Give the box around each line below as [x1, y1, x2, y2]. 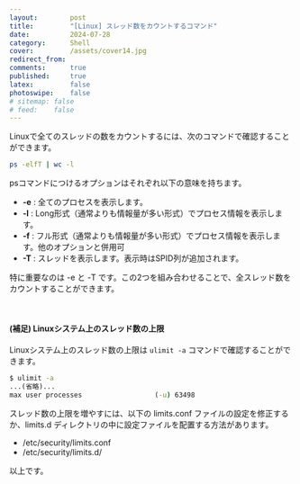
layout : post [9, 13, 87, 22]
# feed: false [9, 105, 75, 114]
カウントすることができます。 [9, 283, 120, 294]
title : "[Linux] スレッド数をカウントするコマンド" [9, 22, 218, 31]
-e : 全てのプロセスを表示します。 [22, 197, 149, 208]
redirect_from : [9, 55, 67, 64]
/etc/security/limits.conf [22, 437, 112, 448]
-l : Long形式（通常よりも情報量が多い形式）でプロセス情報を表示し [22, 208, 275, 219]
